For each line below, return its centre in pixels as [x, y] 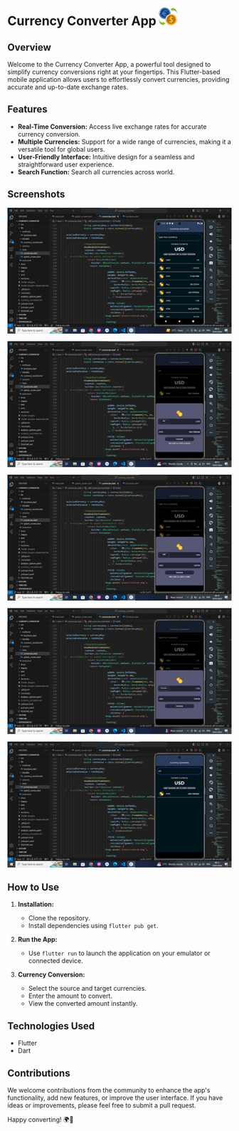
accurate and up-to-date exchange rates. [68, 87]
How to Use [33, 887]
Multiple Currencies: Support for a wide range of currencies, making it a [124, 142]
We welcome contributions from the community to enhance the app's [109, 1090]
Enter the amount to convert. [70, 996]
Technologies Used [51, 1026]
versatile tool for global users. [61, 149]
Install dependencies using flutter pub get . [93, 926]
